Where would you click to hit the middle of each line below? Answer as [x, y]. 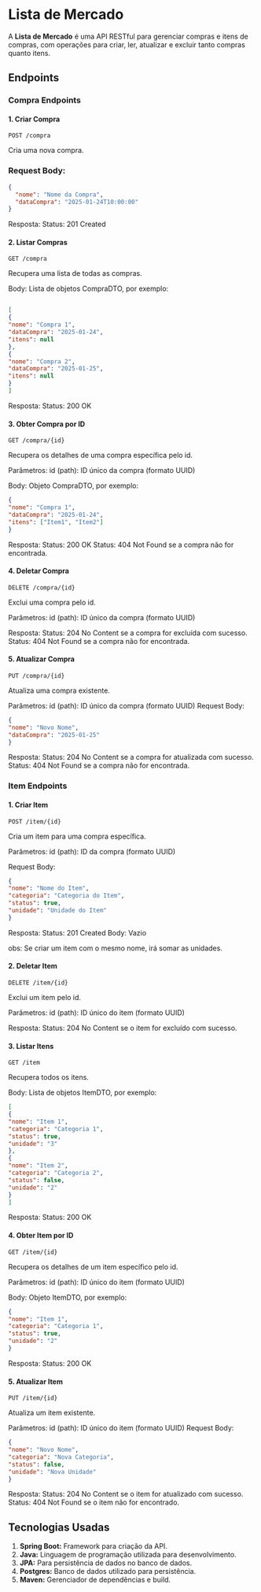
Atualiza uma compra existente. [59, 690]
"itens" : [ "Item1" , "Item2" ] [56, 522]
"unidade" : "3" [33, 1144]
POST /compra [29, 136]
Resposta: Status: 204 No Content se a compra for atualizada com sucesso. [131, 757]
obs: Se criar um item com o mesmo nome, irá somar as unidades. [115, 948]
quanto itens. [29, 53]
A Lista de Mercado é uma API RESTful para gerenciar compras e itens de [129, 36]
